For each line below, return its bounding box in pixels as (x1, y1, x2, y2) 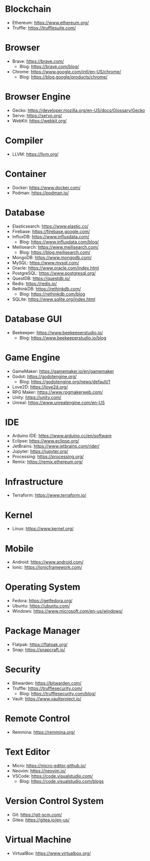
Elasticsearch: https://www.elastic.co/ (12, 223, 89, 229)
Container (5, 168, 47, 180)
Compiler (5, 135, 43, 146)
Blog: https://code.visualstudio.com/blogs (19, 778, 104, 784)
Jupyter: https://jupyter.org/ (12, 448, 68, 454)
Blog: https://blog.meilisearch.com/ (19, 249, 90, 255)
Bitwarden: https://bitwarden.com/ (12, 680, 82, 686)
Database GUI (5, 313, 62, 324)
